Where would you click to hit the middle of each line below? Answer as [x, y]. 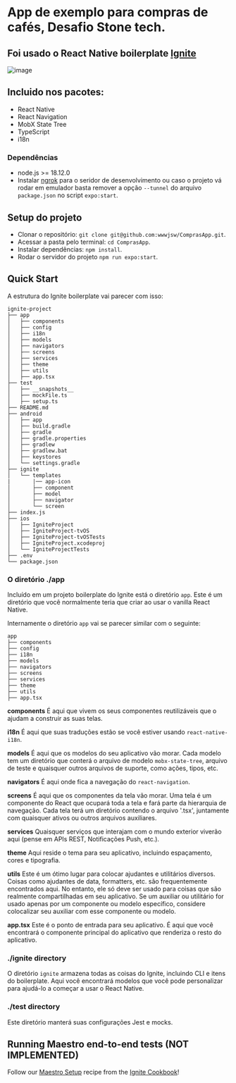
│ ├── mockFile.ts [38, 395]
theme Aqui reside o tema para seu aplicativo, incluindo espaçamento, [110, 853]
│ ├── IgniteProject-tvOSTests [56, 537]
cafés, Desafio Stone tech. [86, 27]
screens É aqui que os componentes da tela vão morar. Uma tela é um [110, 796]
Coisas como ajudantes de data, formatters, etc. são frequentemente [107, 881]
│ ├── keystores [34, 457]
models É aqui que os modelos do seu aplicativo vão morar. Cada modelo [114, 753]
